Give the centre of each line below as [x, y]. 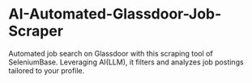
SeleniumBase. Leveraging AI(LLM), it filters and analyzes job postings [126, 62]
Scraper [36, 31]
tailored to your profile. [47, 70]
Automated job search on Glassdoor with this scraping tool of [111, 53]
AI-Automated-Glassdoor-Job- [115, 14]
